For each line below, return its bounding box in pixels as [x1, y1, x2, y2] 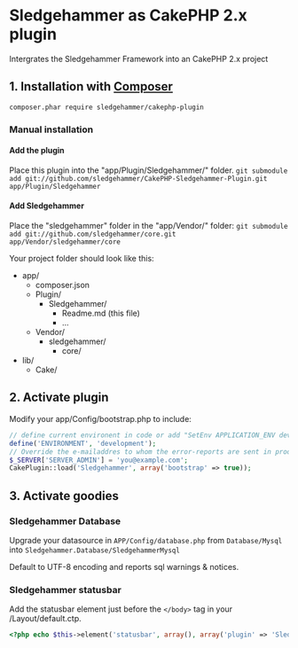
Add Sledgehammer [9, 200, 84, 211]
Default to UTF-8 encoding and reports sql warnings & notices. [9, 561, 239, 572]
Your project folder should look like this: [9, 254, 154, 264]
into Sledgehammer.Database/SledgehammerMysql [9, 544, 180, 555]
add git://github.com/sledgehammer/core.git [9, 230, 176, 239]
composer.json [35, 280, 90, 291]
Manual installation [9, 123, 94, 136]
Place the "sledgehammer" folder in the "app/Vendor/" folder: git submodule [9, 221, 288, 231]
